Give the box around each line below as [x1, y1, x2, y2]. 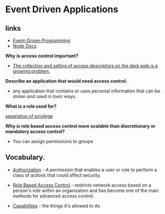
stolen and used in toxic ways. [12, 93, 77, 99]
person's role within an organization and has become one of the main [12, 187, 159, 194]
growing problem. [12, 68, 50, 74]
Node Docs [12, 43, 37, 49]
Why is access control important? [5, 53, 79, 59]
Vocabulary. [5, 153, 45, 162]
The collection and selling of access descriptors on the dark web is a [12, 63, 158, 68]
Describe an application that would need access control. [5, 78, 128, 84]
